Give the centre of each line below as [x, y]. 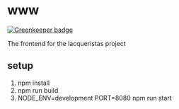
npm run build [38, 90]
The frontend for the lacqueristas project [67, 43]
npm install [34, 83]
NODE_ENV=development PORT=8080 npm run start [94, 98]
